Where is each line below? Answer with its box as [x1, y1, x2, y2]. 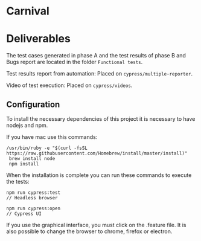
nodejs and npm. [6, 121, 48, 129]
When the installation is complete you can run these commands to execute [6, 171, 192, 179]
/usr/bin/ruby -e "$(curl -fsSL [6, 145, 88, 151]
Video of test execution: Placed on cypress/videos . [6, 82, 133, 89]
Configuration [6, 99, 60, 109]
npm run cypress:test [6, 189, 61, 196]
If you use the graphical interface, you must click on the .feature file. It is [6, 221, 187, 228]
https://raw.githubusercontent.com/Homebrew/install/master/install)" [6, 150, 188, 156]
